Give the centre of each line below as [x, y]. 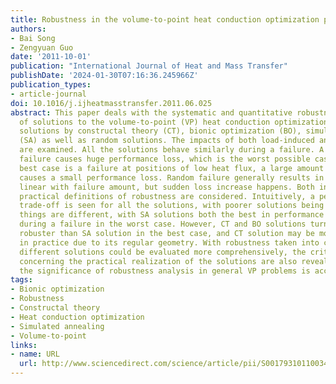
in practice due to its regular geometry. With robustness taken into [169, 242]
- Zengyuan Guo [42, 47]
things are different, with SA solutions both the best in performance [172, 215]
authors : [28, 29]
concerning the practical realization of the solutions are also [158, 261]
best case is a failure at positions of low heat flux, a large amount [172, 168]
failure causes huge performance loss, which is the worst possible [165, 159]
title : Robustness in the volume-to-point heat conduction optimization [165, 19]
